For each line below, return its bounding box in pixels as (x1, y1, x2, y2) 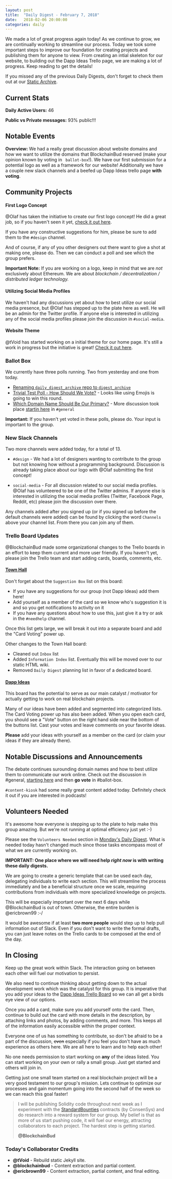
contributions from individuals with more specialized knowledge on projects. (5, 889, 166, 895)
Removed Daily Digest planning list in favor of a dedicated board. (12, 667, 152, 673)
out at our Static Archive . (5, 79, 58, 85)
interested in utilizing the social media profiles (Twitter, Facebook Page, (12, 493, 164, 499)
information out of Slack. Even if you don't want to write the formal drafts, (5, 925, 160, 931)
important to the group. (5, 422, 55, 428)
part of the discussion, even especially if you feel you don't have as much (5, 1038, 161, 1044)
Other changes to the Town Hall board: (5, 641, 87, 647)
